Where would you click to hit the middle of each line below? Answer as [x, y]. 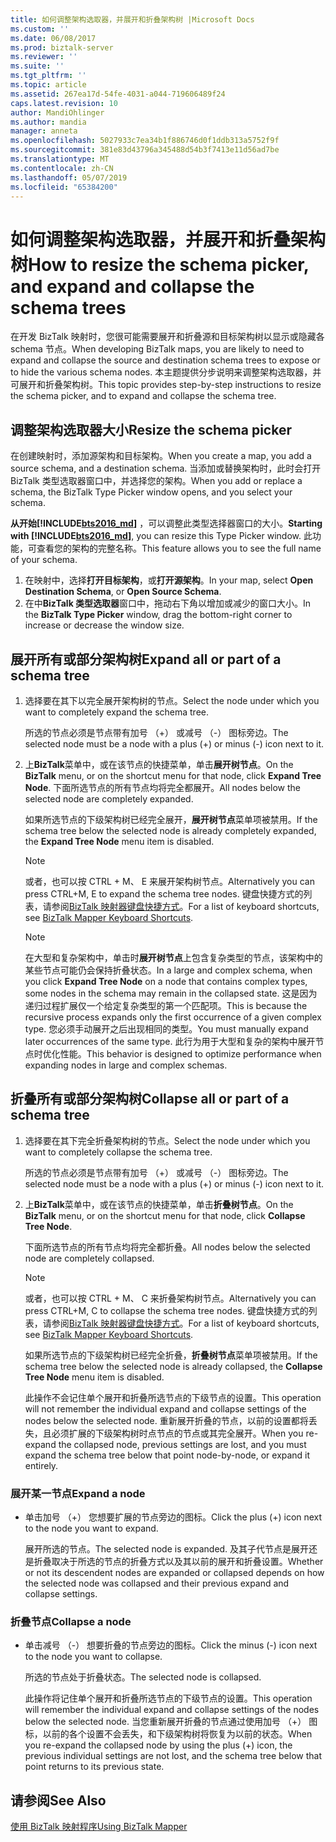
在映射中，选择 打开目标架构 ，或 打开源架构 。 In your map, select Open [169, 580]
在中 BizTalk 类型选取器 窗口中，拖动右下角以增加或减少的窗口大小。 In [168, 603]
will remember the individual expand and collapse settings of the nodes [172, 1710]
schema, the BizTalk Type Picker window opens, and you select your [151, 492]
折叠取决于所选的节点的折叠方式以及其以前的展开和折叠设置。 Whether [178, 1562]
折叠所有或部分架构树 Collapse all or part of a [150, 1099]
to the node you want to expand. [91, 1528]
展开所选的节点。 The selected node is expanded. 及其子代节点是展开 [167, 1549]
